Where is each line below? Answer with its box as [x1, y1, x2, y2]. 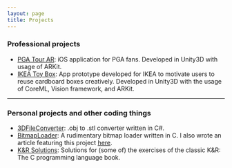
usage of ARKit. [17, 62, 62, 71]
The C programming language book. [17, 153, 121, 162]
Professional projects [7, 39, 81, 49]
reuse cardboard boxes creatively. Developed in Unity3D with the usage [17, 77, 222, 85]
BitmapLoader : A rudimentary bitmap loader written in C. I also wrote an [17, 131, 222, 140]
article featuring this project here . [17, 139, 113, 147]
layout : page [7, 10, 45, 17]
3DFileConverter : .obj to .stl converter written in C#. [17, 124, 164, 132]
